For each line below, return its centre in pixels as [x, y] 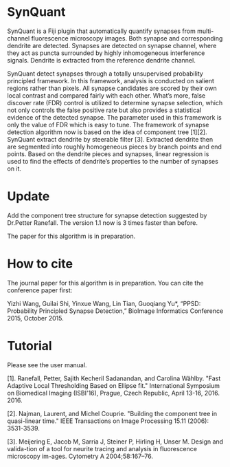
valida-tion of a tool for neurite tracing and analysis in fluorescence [102, 448]
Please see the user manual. [47, 365]
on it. [14, 169]
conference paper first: [40, 290]
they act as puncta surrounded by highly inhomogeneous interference [106, 53]
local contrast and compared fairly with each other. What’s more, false [106, 95]
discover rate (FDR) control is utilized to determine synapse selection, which [115, 102]
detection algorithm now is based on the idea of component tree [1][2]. [107, 132]
